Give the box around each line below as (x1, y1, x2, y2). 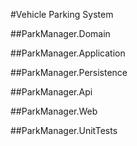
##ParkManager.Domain (10, 28, 111, 39)
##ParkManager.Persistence (10, 67, 128, 78)
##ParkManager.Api (10, 86, 93, 98)
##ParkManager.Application (10, 47, 126, 59)
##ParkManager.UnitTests (10, 125, 118, 136)
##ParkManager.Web (10, 105, 98, 117)
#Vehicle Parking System (10, 9, 114, 20)
